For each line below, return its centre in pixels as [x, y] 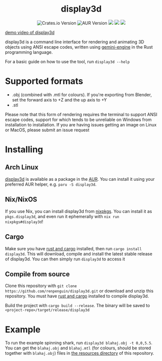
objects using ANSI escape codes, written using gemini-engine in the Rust [79, 47]
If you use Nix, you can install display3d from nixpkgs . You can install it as [79, 211]
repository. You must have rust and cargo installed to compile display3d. [77, 296]
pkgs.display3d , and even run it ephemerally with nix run [62, 216]
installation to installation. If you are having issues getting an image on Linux [81, 124]
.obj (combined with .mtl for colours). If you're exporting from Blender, [82, 95]
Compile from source [37, 274]
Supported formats [44, 81]
